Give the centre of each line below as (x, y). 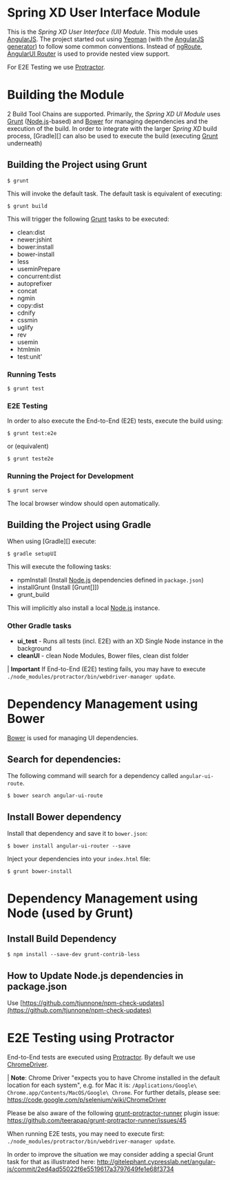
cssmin (27, 320)
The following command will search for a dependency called (93, 776)
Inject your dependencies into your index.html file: (79, 859)
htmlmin (29, 349)
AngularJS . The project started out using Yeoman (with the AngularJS (106, 39)
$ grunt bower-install (40, 872)
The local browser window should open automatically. (84, 503)
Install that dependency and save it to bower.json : (77, 834)
